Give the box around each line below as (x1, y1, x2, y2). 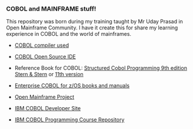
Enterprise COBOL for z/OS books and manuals (14, 82, 130, 89)
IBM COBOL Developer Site (14, 105, 81, 112)
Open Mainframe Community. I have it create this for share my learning (6, 24, 178, 31)
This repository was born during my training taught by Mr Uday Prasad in (6, 18, 184, 25)
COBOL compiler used (14, 42, 69, 49)
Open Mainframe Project (14, 93, 75, 101)
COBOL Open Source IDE (14, 53, 76, 60)
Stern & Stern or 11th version (14, 71, 84, 78)
